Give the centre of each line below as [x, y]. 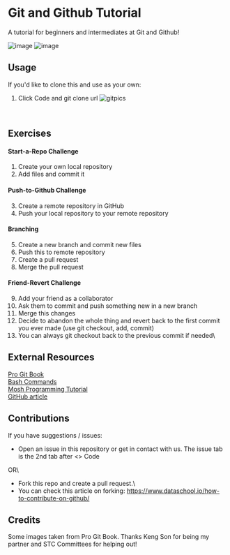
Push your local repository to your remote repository [93, 213]
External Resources [51, 357]
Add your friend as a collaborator [66, 298]
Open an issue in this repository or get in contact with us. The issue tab [120, 449]
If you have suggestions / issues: [55, 435]
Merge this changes [47, 313]
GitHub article [28, 397]
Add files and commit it [51, 174]
